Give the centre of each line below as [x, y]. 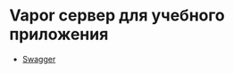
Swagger [39, 59]
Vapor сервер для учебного [117, 16]
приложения [59, 34]
